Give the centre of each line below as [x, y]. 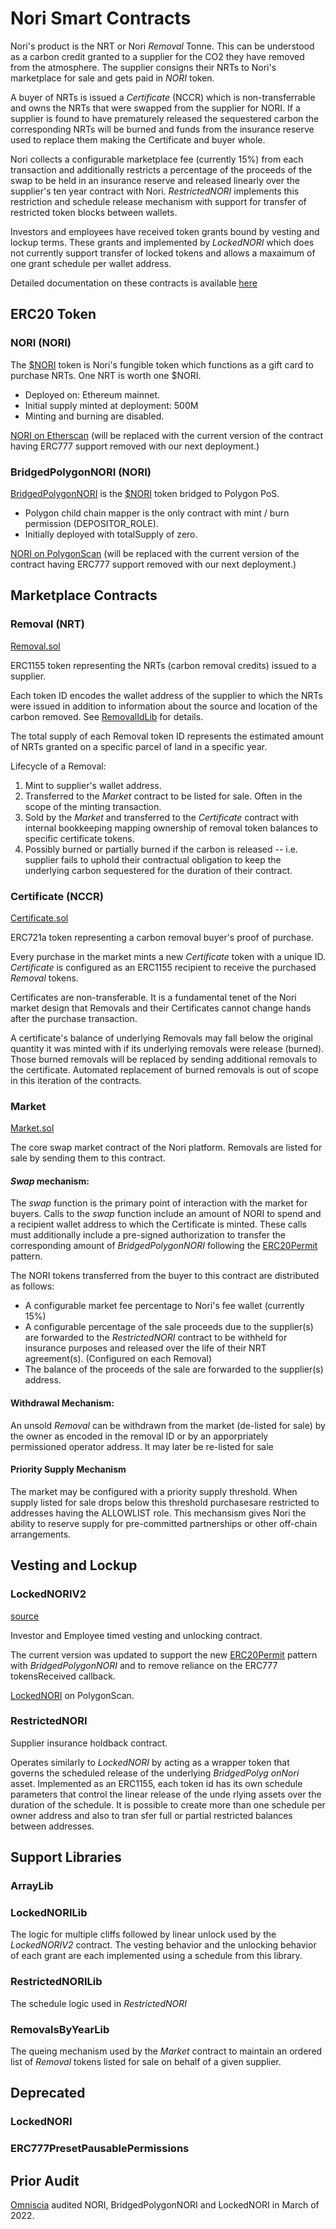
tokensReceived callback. [63, 1676]
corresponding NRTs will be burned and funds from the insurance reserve [162, 129]
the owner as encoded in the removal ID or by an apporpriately [139, 1436]
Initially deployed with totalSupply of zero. [111, 534]
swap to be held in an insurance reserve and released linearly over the [155, 180]
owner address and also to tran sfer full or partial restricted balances [151, 1815]
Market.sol [32, 1128]
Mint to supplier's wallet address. [93, 785]
